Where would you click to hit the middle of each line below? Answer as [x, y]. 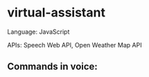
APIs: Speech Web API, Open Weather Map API [74, 45]
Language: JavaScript [38, 32]
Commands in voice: [53, 67]
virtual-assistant [56, 13]
